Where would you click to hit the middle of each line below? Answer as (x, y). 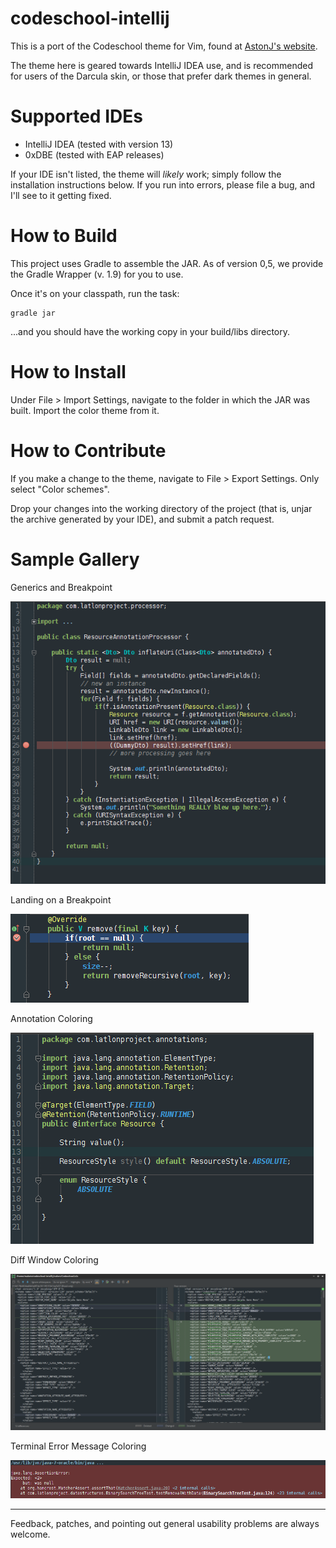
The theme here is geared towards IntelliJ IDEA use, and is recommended (162, 65)
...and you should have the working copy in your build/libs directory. (150, 331)
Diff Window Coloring (54, 1259)
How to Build (64, 236)
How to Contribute (88, 450)
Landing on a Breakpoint (61, 899)
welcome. (30, 1534)
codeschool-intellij (90, 18)
